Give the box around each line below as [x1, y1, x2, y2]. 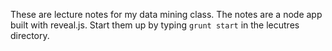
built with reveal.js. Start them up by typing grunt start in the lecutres [10, 19, 300, 31]
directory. [10, 30, 50, 41]
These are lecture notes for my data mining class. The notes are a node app [10, 9, 323, 20]
